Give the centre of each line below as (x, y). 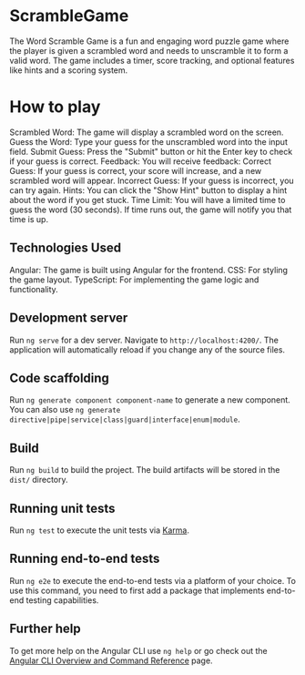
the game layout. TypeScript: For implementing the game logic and (134, 280)
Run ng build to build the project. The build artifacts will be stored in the (145, 470)
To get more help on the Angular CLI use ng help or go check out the (138, 650)
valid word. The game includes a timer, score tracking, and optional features (152, 60)
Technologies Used (65, 248)
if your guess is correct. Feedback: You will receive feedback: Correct (140, 161)
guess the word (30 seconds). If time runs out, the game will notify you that (151, 210)
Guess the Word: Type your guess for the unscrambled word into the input (149, 141)
